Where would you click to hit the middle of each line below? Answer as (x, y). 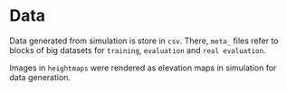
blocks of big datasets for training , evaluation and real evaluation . (138, 50)
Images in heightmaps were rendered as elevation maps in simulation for (143, 68)
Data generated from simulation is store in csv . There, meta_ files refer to (144, 41)
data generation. (40, 77)
